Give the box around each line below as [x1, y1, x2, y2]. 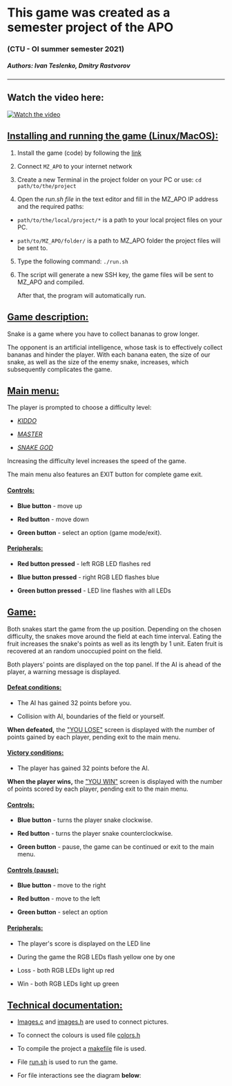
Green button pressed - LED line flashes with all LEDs [17, 586, 171, 595]
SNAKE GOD [17, 444, 53, 452]
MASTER [17, 430, 43, 438]
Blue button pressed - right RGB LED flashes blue [17, 572, 160, 581]
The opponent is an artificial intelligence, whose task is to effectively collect [7, 343, 223, 351]
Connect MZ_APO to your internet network [17, 162, 133, 170]
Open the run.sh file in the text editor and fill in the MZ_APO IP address [17, 195, 219, 203]
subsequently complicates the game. [7, 365, 113, 373]
